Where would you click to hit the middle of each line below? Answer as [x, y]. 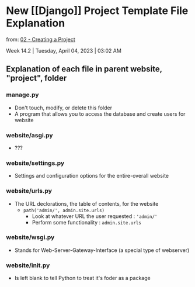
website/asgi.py [30, 135]
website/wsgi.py [30, 237]
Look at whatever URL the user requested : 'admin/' [95, 216]
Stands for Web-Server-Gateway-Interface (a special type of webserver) [102, 250]
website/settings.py [35, 163]
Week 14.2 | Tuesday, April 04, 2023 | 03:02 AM [64, 50]
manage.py [22, 95]
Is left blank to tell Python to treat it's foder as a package [82, 278]
